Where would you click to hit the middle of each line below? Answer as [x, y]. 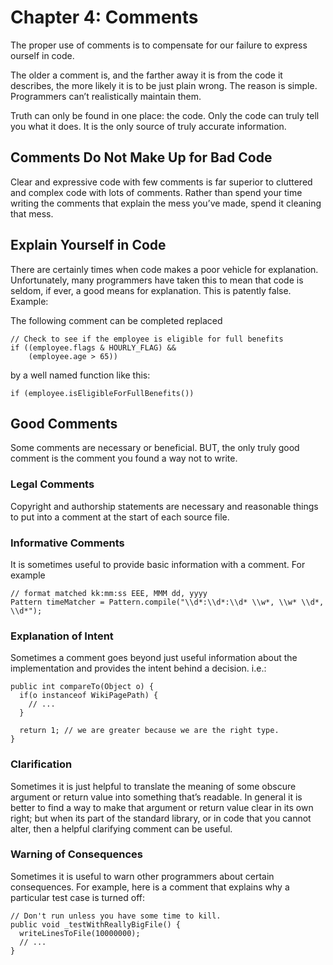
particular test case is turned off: [78, 897]
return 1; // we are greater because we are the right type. [149, 731]
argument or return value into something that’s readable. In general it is [156, 797]
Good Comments [64, 423]
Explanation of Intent [62, 636]
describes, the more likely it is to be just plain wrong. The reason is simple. [164, 85]
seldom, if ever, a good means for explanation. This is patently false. [151, 290]
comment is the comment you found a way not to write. [124, 458]
